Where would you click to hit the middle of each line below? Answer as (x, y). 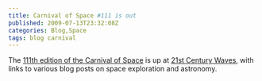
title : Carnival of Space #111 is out (72, 15)
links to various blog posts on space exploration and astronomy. (113, 69)
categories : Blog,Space (48, 30)
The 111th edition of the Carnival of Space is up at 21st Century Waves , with (131, 60)
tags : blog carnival (42, 38)
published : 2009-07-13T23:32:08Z (64, 23)
